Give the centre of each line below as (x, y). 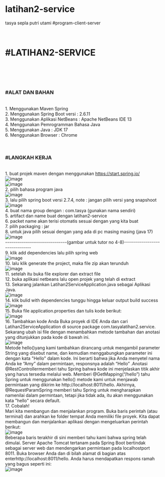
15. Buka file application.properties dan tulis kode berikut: (63, 311)
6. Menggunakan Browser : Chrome (41, 135)
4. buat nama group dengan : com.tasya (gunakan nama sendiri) (70, 210)
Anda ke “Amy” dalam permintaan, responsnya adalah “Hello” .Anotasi (76, 363)
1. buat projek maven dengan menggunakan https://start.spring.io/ (72, 173)
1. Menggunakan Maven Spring (37, 108)
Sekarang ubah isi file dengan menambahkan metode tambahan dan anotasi (83, 332)
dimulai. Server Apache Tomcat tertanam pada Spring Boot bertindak (75, 443)
